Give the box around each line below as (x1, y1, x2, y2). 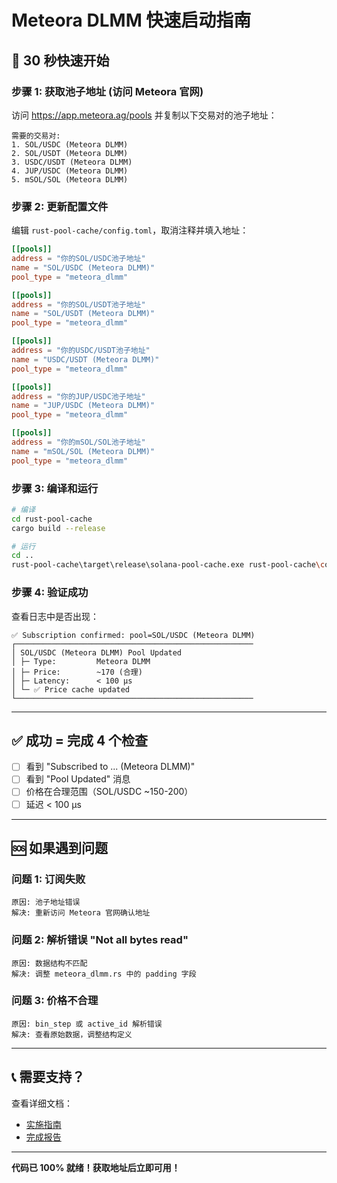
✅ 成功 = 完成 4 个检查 (11, 732, 149, 749)
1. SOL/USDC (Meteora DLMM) (11, 139, 129, 150)
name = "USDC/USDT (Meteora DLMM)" (11, 354, 160, 365)
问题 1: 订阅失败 (11, 872, 86, 886)
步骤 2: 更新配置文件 (11, 199, 109, 213)
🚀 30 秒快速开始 (11, 52, 110, 69)
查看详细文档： (11, 1097, 73, 1109)
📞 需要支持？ (11, 1069, 86, 1086)
